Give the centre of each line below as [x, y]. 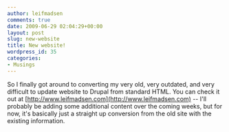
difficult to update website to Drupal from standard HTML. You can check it [113, 91]
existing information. [36, 120]
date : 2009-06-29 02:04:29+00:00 [55, 26]
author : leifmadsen [35, 13]
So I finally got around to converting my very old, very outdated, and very [111, 84]
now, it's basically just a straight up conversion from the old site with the [109, 113]
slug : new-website [33, 39]
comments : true [29, 20]
